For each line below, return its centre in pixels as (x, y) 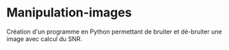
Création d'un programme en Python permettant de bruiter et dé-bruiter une (114, 32)
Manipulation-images (69, 13)
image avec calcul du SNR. (44, 38)
